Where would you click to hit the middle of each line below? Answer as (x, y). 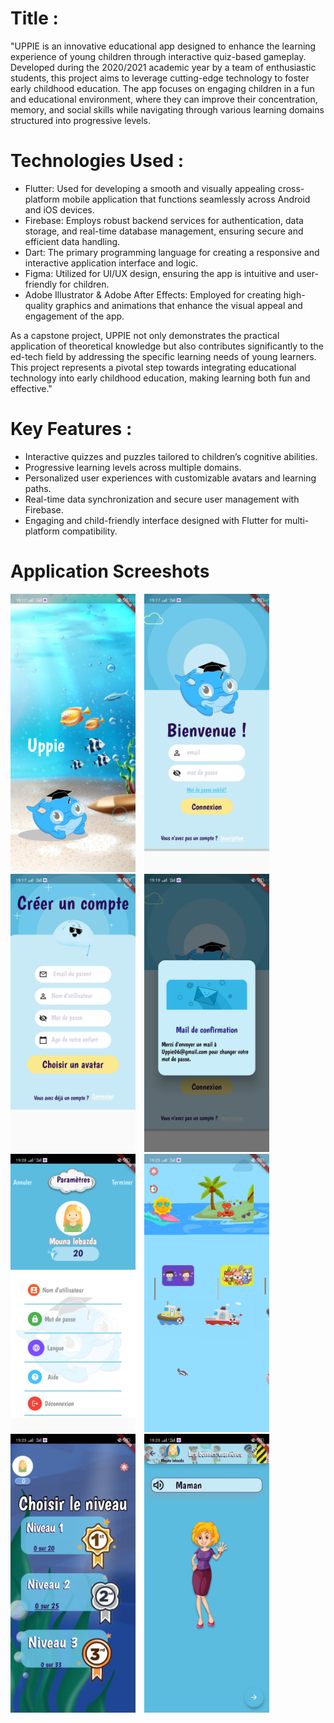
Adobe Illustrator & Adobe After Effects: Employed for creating (153, 294)
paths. (38, 488)
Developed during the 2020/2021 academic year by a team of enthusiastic (163, 67)
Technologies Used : (97, 161)
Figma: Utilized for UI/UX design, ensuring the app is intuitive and (159, 273)
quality (39, 305)
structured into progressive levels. (81, 120)
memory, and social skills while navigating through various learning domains (167, 109)
